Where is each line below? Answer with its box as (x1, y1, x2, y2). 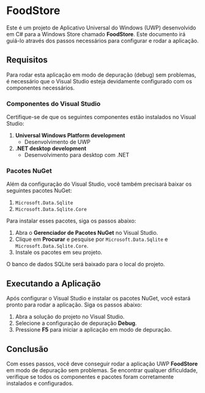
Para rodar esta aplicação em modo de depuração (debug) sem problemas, (6, 71, 196, 78)
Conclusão (6, 344, 49, 354)
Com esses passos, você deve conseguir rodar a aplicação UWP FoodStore (6, 360, 198, 367)
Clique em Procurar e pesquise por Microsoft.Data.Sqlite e (15, 235, 168, 243)
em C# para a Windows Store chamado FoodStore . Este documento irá (6, 30, 185, 37)
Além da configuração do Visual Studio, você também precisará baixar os (6, 180, 192, 188)
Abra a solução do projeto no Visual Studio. (15, 313, 125, 321)
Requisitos (6, 55, 48, 65)
